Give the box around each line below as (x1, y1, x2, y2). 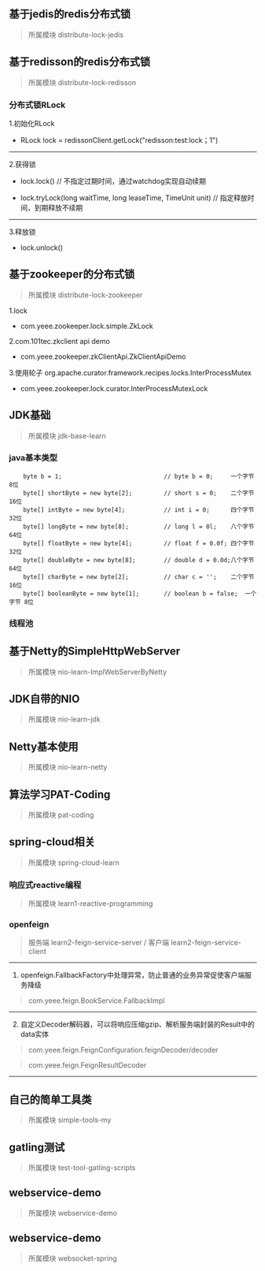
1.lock (9, 306, 28, 315)
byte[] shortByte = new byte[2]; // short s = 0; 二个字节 (23, 489, 255, 497)
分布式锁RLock (9, 99, 66, 110)
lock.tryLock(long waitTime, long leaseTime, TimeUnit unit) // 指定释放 (20, 192, 248, 203)
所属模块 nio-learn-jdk (28, 714, 101, 724)
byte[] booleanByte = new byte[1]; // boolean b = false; (23, 590, 238, 598)
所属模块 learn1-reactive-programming (28, 899, 153, 908)
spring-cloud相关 (9, 835, 95, 849)
